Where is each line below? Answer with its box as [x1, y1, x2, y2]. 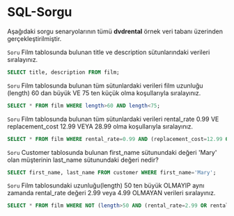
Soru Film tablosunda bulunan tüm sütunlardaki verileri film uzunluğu [7, 81, 203, 90]
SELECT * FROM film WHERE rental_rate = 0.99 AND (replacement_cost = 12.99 [7, 135, 223, 142]
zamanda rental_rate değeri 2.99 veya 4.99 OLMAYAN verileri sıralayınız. [7, 189, 216, 197]
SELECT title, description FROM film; [7, 69, 120, 76]
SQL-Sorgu [7, 4, 72, 20]
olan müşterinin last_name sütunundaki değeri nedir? [7, 156, 159, 164]
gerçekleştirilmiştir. [7, 34, 62, 42]
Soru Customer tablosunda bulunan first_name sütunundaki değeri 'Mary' [7, 148, 217, 156]
